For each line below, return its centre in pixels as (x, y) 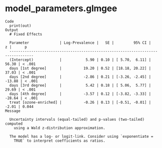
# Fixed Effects (26, 34)
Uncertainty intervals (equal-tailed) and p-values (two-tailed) (77, 119)
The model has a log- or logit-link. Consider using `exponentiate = (81, 136)
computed (14, 124)
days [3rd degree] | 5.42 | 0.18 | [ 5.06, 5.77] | (80, 85)
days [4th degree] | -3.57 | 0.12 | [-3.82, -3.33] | (80, 94)
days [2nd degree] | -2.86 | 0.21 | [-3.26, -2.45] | (80, 77)
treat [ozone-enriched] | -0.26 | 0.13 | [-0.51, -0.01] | (80, 102)
